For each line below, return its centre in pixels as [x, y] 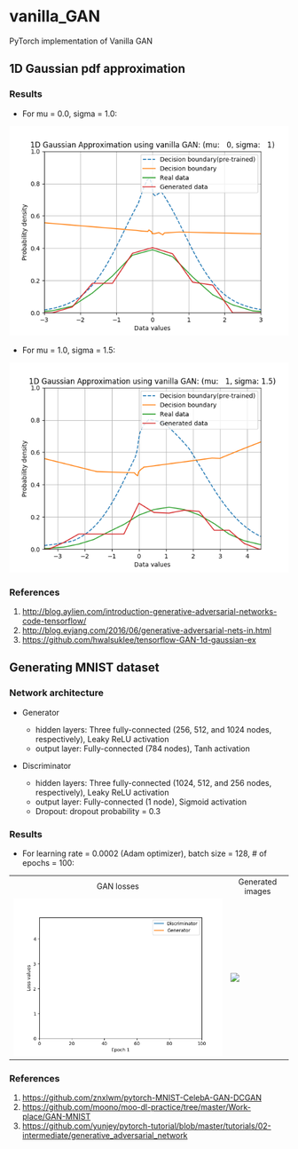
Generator [41, 712]
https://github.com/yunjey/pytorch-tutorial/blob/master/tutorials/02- [147, 1126]
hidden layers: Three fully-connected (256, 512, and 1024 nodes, [153, 729]
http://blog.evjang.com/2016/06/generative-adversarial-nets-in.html [147, 630]
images [258, 891]
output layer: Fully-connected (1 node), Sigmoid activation [141, 802]
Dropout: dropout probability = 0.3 [98, 811]
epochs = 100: [48, 862]
